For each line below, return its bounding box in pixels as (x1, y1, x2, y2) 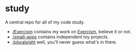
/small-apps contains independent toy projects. (12, 34, 109, 40)
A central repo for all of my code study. (5, 19, 85, 25)
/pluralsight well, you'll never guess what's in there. (12, 39, 117, 45)
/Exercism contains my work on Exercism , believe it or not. (12, 28, 132, 34)
